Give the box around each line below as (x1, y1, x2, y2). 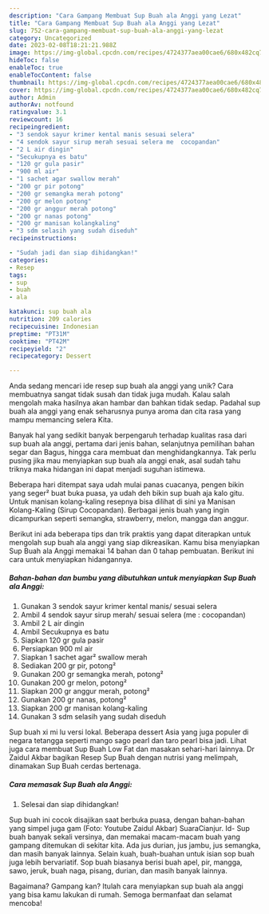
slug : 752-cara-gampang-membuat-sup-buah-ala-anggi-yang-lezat (9, 26, 224, 34)
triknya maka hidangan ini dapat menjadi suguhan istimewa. (9, 465, 206, 474)
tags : (9, 271, 27, 279)
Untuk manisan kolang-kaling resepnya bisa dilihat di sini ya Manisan (9, 497, 235, 507)
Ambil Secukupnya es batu (20, 627, 109, 637)
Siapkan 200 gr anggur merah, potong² (20, 686, 150, 696)
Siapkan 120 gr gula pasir (20, 635, 105, 645)
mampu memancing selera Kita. (9, 415, 113, 425)
